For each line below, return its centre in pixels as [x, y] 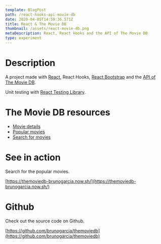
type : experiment [23, 38]
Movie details [26, 126]
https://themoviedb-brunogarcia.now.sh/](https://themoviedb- [71, 181]
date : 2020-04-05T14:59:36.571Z [39, 19]
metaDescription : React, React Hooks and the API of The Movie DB [76, 33]
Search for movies [32, 137]
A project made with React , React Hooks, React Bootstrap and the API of [80, 77]
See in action [33, 157]
